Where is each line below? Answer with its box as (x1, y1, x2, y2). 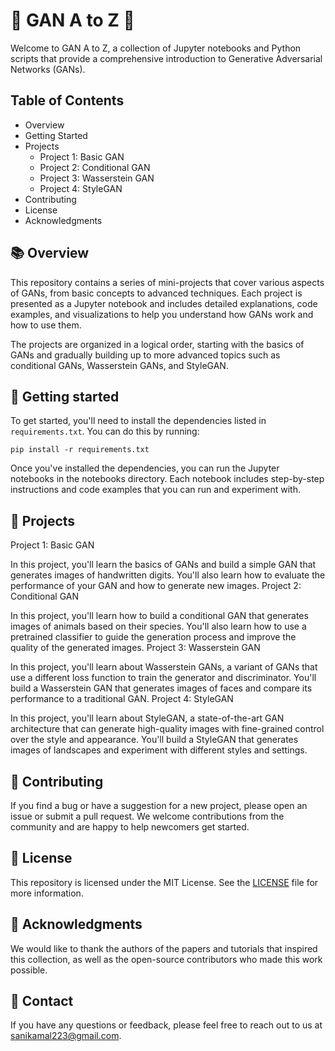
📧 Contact (10, 993, 74, 1010)
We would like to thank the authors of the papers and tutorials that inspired (10, 942, 318, 954)
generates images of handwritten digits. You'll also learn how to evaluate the (10, 569, 326, 581)
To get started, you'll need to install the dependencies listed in (10, 415, 267, 427)
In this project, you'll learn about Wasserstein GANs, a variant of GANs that (10, 661, 318, 673)
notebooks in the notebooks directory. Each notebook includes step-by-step (10, 473, 325, 485)
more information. (10, 887, 84, 899)
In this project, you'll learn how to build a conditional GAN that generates (10, 610, 309, 622)
